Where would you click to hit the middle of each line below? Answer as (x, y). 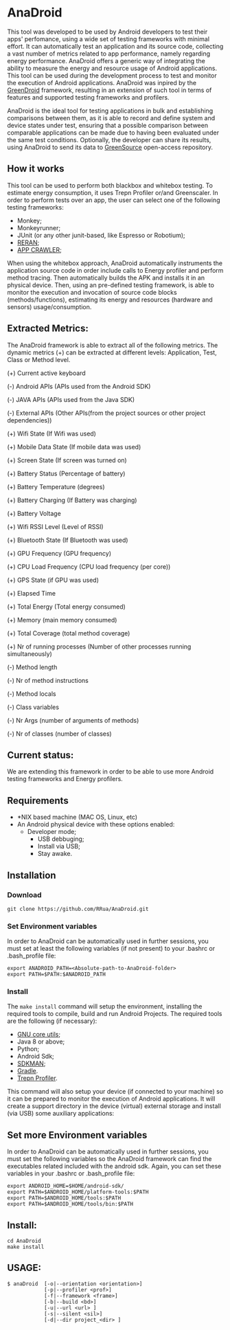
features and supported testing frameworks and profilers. (88, 97)
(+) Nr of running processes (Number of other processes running (99, 646)
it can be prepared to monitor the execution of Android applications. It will (111, 1099)
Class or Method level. (39, 359)
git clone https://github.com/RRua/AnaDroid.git (78, 909)
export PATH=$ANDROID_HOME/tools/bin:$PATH (70, 1204)
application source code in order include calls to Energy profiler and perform (115, 270)
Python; (28, 1049)
